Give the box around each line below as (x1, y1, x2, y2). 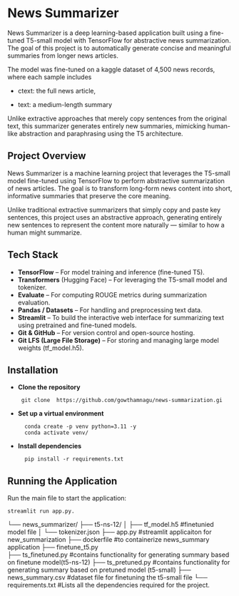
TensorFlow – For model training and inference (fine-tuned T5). (17, 267, 205, 276)
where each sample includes (7, 73, 92, 81)
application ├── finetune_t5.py (7, 543, 98, 552)
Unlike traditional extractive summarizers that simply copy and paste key (7, 205, 221, 214)
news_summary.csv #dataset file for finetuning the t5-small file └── (7, 573, 208, 582)
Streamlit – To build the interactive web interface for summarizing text (17, 313, 225, 322)
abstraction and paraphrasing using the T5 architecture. (19, 129, 183, 138)
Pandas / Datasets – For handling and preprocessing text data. (17, 305, 203, 314)
